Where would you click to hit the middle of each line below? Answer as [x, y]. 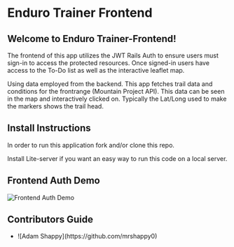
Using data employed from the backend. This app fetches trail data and [110, 84]
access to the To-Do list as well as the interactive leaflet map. [96, 70]
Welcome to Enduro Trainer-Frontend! [92, 39]
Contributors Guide [50, 219]
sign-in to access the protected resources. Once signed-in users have [109, 63]
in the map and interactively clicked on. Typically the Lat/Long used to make [117, 99]
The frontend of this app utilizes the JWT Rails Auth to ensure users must [113, 55]
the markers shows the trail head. [55, 106]
